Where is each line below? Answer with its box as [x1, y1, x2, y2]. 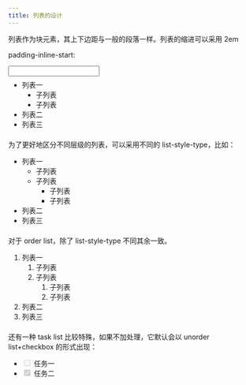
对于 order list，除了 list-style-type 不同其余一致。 [8, 236, 172, 245]
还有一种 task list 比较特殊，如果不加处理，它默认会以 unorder [8, 332, 211, 342]
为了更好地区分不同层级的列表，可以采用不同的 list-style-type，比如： [8, 140, 236, 149]
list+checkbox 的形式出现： [8, 342, 98, 351]
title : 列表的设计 [8, 11, 63, 20]
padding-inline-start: [8, 50, 76, 59]
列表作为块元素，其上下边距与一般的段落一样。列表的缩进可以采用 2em [8, 34, 239, 43]
